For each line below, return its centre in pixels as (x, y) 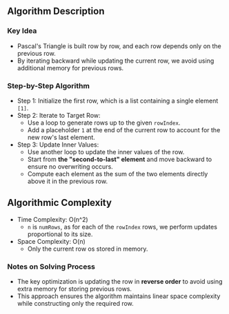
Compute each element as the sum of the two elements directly (118, 174)
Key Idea (22, 31)
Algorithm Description (56, 11)
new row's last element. (61, 137)
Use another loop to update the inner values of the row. (106, 151)
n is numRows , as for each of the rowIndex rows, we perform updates (122, 227)
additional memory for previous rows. (70, 67)
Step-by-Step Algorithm (48, 85)
